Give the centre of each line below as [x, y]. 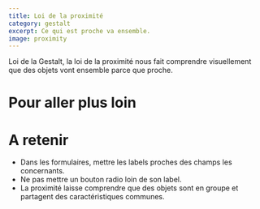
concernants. [42, 171]
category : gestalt [39, 23]
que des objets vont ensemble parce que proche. [91, 70]
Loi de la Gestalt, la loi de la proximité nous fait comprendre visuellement [130, 62]
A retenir [39, 140]
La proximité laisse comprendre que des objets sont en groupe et [129, 188]
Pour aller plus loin [72, 103]
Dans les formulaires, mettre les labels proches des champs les [126, 162]
